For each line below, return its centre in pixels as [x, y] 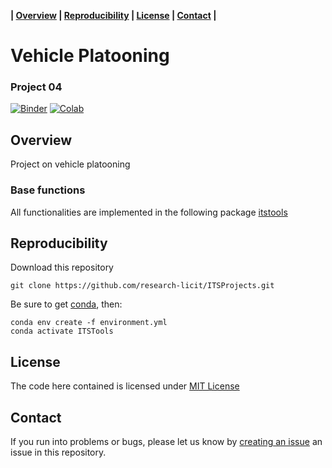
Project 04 [36, 87]
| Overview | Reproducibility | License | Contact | [113, 15]
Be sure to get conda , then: [66, 304]
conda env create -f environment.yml [89, 323]
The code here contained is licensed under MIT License [125, 386]
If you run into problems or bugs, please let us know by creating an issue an [166, 442]
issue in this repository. [58, 452]
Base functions [48, 190]
